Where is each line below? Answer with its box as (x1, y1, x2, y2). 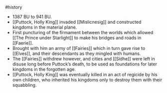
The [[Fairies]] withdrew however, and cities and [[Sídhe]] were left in (12, 56, 156, 61)
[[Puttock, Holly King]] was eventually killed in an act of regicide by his (12, 72, 158, 77)
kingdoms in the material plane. (12, 24, 77, 30)
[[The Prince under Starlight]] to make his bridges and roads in (12, 35, 142, 41)
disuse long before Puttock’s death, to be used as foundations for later (12, 61, 157, 67)
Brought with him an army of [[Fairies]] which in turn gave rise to (12, 46, 146, 51)
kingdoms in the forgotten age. (12, 66, 76, 72)
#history (5, 4, 22, 10)
